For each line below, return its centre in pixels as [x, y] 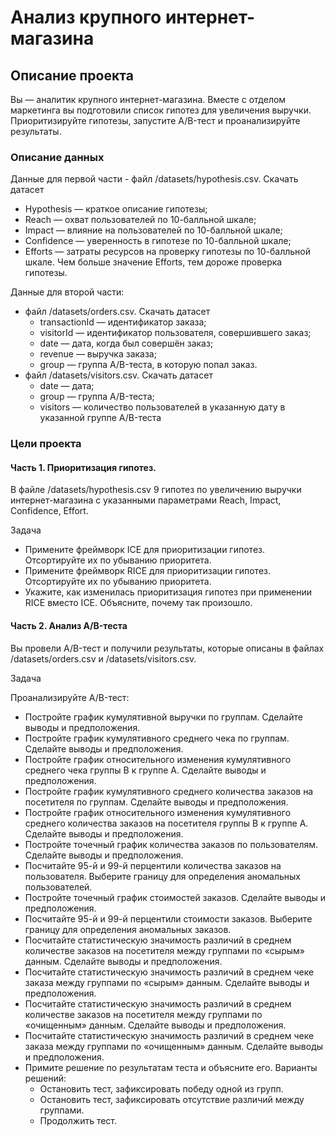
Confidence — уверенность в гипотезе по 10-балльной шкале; [158, 241]
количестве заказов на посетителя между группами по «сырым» [164, 950]
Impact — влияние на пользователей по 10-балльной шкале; [153, 230]
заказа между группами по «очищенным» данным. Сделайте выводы [174, 1046]
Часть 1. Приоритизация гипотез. [83, 467]
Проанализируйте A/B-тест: [70, 697]
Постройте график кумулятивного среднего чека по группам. [157, 738]
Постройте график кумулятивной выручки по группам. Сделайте [163, 717]
